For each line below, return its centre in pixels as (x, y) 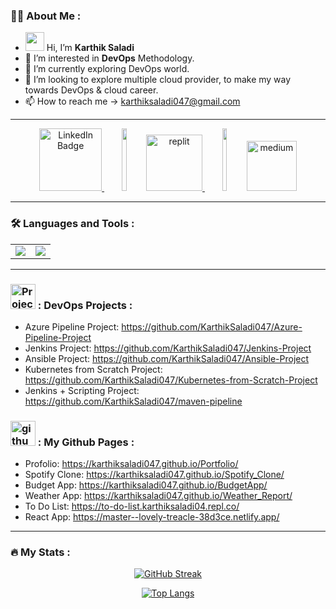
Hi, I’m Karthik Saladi (90, 48)
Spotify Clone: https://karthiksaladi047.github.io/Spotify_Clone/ (154, 475)
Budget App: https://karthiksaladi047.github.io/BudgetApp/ (146, 485)
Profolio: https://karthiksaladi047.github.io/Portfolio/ (131, 464)
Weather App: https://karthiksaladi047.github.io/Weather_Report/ (158, 496)
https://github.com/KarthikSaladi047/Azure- (212, 326)
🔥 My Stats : (40, 552)
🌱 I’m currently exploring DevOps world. (107, 69)
